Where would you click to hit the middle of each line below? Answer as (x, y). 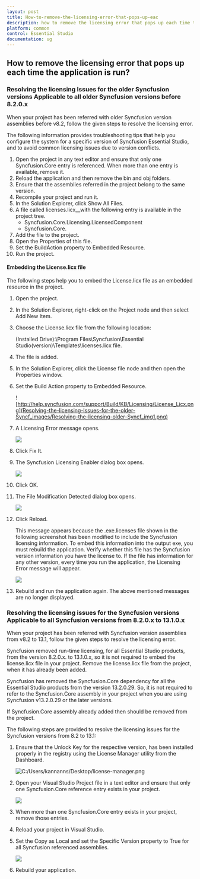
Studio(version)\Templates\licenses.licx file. (69, 345)
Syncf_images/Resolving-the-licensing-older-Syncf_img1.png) (92, 417)
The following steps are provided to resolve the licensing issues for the (93, 729)
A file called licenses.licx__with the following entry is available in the (98, 210)
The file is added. (36, 357)
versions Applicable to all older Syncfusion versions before (94, 97)
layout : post (23, 12)
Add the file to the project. (47, 234)
